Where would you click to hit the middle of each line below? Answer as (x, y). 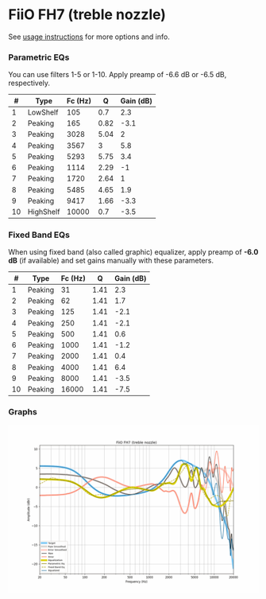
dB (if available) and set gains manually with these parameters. (111, 261)
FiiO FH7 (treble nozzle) (87, 15)
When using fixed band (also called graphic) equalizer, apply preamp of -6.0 (133, 252)
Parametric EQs (39, 57)
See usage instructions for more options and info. (89, 37)
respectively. (29, 83)
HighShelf (44, 212)
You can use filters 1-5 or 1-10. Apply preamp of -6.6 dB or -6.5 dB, (118, 75)
